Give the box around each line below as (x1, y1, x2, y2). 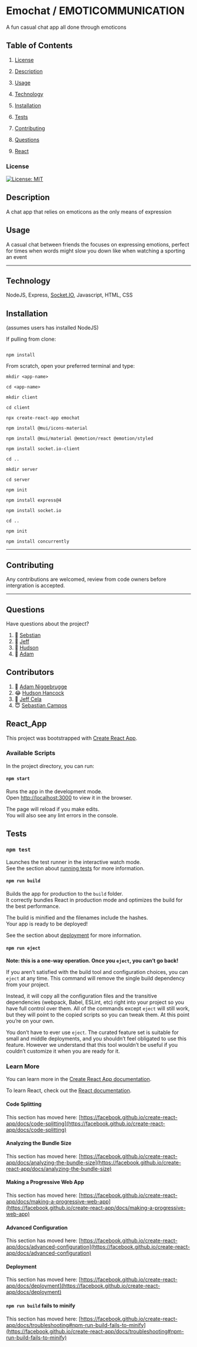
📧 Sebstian (14, 631, 41, 638)
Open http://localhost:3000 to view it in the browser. (6, 794, 133, 801)
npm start (6, 776, 30, 782)
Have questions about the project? (6, 620, 89, 627)
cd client (6, 405, 30, 411)
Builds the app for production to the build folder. (6, 890, 124, 897)
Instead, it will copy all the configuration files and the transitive (6, 993, 157, 1000)
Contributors (6, 667, 55, 677)
